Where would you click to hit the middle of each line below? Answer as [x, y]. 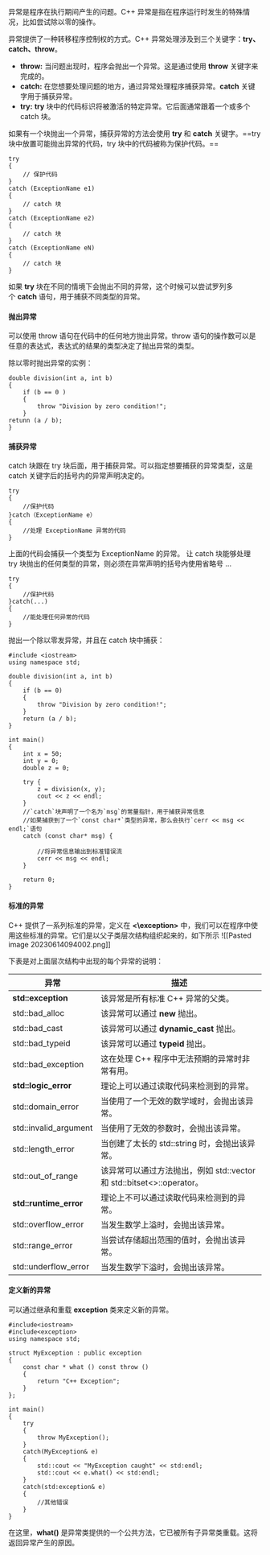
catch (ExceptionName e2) [51, 218]
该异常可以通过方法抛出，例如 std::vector [178, 1170]
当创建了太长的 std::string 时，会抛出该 [174, 1143]
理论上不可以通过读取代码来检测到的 [169, 1198]
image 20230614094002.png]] [59, 944]
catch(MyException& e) [61, 1451]
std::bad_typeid [41, 1043]
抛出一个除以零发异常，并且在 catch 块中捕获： [86, 640]
